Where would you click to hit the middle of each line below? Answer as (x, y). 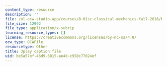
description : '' (22, 14)
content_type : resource (30, 10)
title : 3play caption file (33, 51)
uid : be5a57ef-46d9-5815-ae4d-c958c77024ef (51, 56)
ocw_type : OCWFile (24, 42)
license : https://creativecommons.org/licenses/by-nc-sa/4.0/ (71, 38)
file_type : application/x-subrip (40, 28)
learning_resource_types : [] (35, 33)
